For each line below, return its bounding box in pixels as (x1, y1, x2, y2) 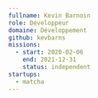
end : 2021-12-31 (22, 56, 77, 64)
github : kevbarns (8, 33, 66, 42)
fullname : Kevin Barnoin (8, 11, 91, 20)
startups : (8, 70, 41, 78)
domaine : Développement (8, 26, 88, 34)
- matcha (15, 77, 45, 85)
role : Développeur (8, 19, 69, 27)
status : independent (22, 63, 91, 71)
